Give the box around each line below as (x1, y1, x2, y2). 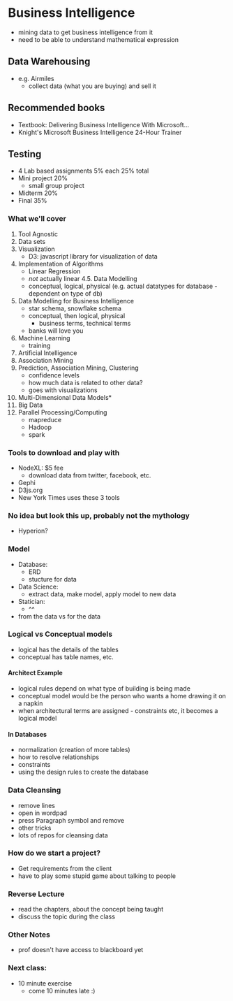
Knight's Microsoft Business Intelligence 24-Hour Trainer (17, 128, 182, 136)
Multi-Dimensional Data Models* (17, 393, 112, 401)
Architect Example (8, 669, 63, 677)
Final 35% (17, 196, 47, 205)
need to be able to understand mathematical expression (17, 35, 179, 43)
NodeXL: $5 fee (17, 463, 63, 472)
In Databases (8, 730, 47, 738)
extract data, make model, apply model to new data (28, 589, 176, 598)
